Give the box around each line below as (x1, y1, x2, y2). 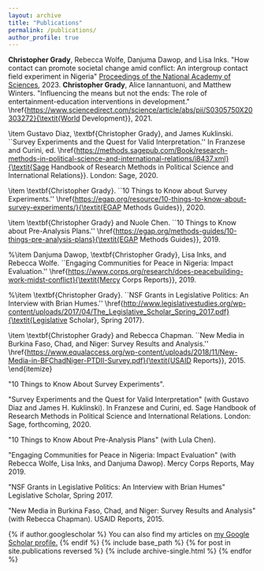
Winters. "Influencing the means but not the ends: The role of (8, 88, 207, 98)
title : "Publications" (8, 19, 83, 27)
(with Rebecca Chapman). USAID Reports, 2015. (8, 514, 164, 524)
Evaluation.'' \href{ (8, 267, 69, 276)
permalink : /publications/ (8, 26, 97, 34)
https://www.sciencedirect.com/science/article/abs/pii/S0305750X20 (26, 106, 253, 115)
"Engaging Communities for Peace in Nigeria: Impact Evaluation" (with (8, 450, 236, 460)
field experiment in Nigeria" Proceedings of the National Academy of (8, 72, 231, 81)
